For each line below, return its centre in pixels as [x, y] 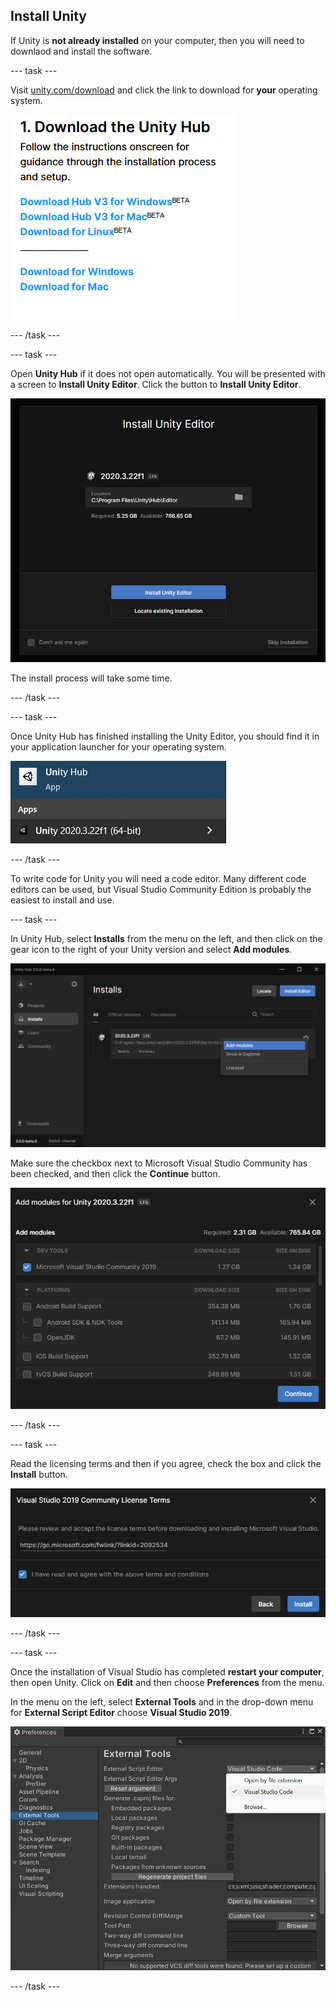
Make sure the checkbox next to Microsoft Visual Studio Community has [159, 1163]
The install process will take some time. [91, 678]
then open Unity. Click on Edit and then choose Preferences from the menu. [167, 1683]
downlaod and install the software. [81, 51]
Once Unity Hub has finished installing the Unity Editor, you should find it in [165, 736]
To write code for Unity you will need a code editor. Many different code [158, 878]
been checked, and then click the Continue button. [115, 1174]
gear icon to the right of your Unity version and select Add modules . [151, 949]
